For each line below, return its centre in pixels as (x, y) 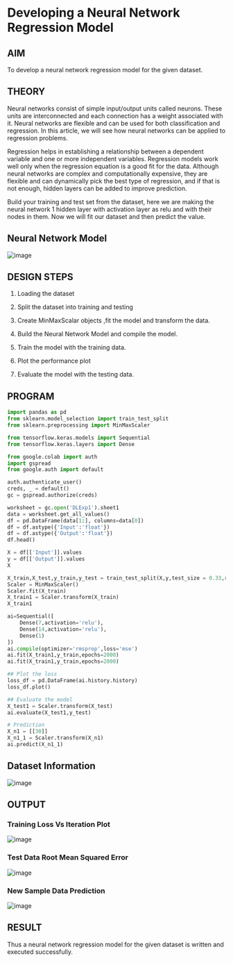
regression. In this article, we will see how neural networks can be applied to (116, 131)
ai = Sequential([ (31, 616)
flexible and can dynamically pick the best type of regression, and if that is (114, 181)
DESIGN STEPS (41, 277)
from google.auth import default (55, 470)
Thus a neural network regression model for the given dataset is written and (115, 944)
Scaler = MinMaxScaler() (43, 584)
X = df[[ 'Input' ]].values (44, 553)
